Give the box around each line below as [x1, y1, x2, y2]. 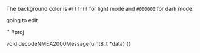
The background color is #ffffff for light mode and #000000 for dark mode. [6, 5, 194, 12]
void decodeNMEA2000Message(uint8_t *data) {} [6, 40, 132, 47]
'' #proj [6, 28, 24, 36]
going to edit [6, 17, 38, 23]
